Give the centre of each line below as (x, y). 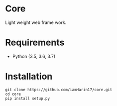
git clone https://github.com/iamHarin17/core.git (59, 90)
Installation (29, 76)
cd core (13, 94)
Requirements (35, 43)
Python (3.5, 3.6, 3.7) (34, 56)
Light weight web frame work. (36, 22)
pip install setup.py (28, 98)
